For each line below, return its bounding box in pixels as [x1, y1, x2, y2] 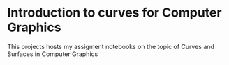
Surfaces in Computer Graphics [7, 50, 98, 58]
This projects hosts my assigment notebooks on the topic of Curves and [7, 42, 215, 50]
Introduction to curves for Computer [7, 5, 222, 21]
